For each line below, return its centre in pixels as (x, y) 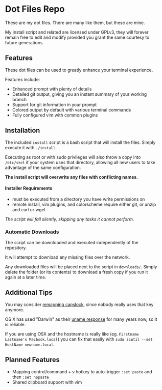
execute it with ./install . (31, 147)
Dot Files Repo (35, 9)
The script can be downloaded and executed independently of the (72, 243)
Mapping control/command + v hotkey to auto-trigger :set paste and (82, 371)
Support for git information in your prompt (54, 105)
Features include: (23, 79)
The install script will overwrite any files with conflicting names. (71, 177)
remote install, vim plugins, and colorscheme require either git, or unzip (84, 204)
